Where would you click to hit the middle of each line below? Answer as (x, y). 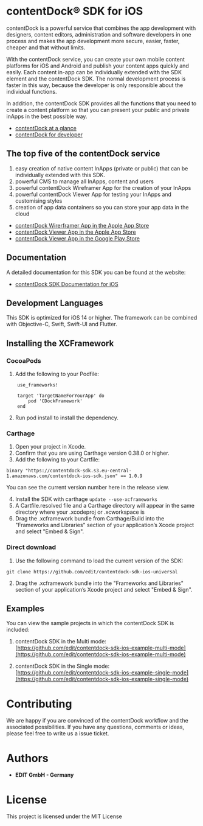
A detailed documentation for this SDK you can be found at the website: (96, 272)
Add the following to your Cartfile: (57, 460)
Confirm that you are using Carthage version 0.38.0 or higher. (92, 453)
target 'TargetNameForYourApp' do (61, 396)
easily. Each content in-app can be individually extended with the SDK (94, 72)
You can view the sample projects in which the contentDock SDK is (90, 623)
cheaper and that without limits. (46, 47)
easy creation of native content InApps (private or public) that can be (101, 168)
